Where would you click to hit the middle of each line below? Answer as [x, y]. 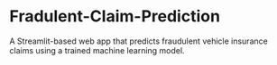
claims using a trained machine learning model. [97, 50]
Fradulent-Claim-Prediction [115, 16]
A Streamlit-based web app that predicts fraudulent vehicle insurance [138, 41]
